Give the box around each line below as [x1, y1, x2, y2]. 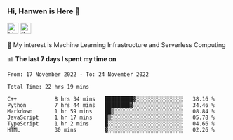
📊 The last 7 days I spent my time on [7, 55, 117, 63]
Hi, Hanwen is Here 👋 [7, 6, 80, 16]
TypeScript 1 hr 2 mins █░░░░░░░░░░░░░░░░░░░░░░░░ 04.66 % [7, 120, 215, 127]
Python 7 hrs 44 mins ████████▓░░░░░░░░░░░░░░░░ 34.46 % [7, 102, 215, 109]
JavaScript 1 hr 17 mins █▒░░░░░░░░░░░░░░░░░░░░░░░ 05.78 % [7, 114, 215, 122]
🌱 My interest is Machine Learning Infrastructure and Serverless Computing [7, 41, 226, 49]
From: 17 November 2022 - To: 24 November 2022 [7, 71, 149, 78]
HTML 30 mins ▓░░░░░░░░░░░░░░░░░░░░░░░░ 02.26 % [7, 127, 215, 134]
